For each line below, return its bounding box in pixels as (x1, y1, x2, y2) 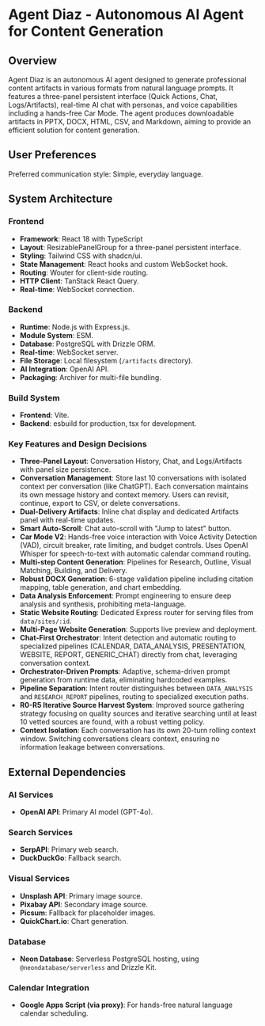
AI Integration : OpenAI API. (19, 364, 109, 374)
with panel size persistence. (19, 465, 112, 474)
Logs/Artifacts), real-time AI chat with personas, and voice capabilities (8, 101, 238, 109)
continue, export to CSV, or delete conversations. (19, 499, 180, 508)
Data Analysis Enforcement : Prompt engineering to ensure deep (19, 591, 232, 601)
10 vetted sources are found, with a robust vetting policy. (19, 717, 206, 727)
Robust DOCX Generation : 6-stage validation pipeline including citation (19, 574, 254, 583)
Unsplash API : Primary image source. (19, 891, 143, 900)
